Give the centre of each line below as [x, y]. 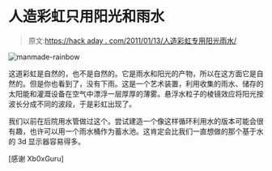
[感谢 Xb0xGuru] [36, 158]
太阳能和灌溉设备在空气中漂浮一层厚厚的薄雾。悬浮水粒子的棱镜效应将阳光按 [136, 93]
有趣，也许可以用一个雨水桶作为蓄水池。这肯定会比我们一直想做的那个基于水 [136, 131]
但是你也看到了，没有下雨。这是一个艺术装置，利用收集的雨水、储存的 [147, 83]
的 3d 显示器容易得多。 [47, 141]
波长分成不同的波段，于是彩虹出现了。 [72, 104]
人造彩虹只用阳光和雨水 [87, 17]
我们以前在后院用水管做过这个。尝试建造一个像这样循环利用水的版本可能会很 [136, 121]
